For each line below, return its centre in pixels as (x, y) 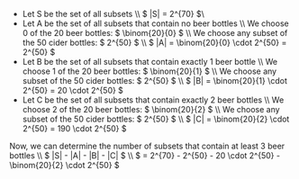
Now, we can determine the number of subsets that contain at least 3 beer (147, 146)
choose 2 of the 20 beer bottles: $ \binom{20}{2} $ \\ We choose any (151, 109)
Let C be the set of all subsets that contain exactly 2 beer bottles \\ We (153, 100)
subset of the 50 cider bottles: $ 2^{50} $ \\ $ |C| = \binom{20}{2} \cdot (156, 119)
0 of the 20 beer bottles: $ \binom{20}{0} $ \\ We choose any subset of (155, 33)
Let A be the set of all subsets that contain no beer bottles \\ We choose (156, 23)
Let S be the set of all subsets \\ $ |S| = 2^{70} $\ (113, 14)
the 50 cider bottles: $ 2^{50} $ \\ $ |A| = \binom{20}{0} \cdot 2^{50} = (154, 42)
